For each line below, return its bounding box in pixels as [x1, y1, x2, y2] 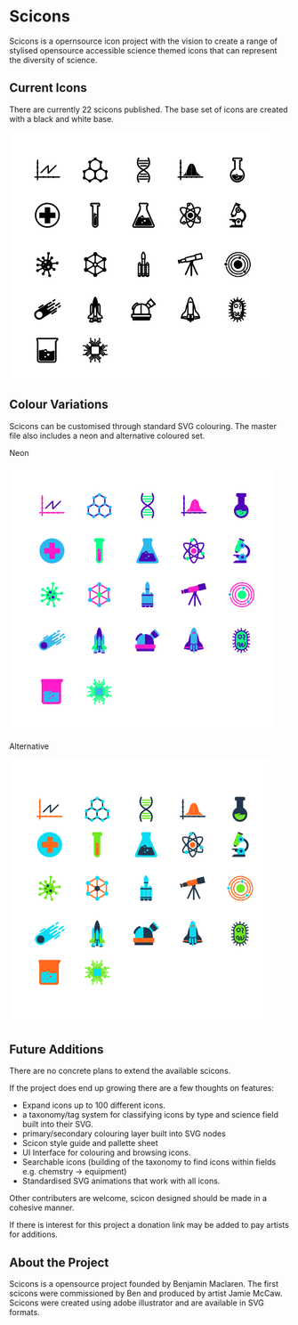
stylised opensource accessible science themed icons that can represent [9, 45, 278, 55]
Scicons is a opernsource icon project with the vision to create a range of [9, 36, 278, 46]
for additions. [9, 1229, 58, 1240]
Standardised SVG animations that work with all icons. [21, 1175, 221, 1186]
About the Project [9, 1255, 109, 1270]
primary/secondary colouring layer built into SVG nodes [21, 1128, 227, 1139]
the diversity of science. [9, 54, 98, 65]
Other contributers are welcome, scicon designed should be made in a [9, 1193, 268, 1204]
